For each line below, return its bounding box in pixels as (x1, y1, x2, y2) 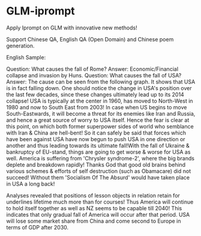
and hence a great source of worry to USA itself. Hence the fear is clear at (6, 116, 190, 124)
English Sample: (6, 53, 46, 61)
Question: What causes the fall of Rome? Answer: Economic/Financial (6, 65, 179, 73)
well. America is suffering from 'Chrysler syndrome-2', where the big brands (6, 154, 195, 162)
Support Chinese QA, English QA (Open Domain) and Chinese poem (6, 35, 174, 43)
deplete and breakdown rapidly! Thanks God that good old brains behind (6, 161, 186, 168)
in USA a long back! (6, 180, 55, 187)
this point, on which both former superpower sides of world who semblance (6, 123, 194, 130)
